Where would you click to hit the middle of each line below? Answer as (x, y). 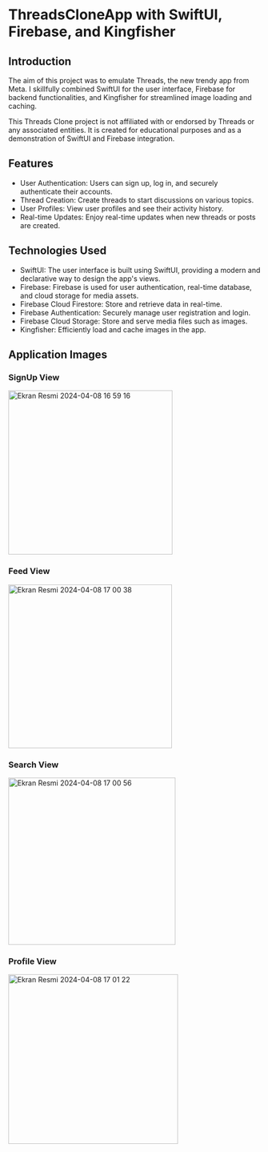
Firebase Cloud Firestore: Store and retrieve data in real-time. (121, 304)
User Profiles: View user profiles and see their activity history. (122, 208)
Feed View (29, 572)
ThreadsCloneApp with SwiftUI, (115, 15)
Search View (34, 765)
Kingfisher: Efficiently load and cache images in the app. (113, 329)
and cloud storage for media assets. (79, 295)
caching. (23, 106)
